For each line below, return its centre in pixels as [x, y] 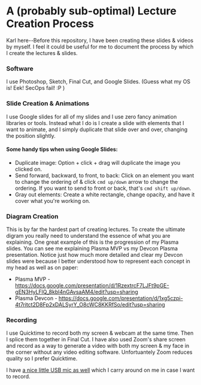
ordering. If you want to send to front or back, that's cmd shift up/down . [103, 188]
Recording [22, 320]
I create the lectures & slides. [42, 53]
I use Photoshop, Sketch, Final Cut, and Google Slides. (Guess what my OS [98, 81]
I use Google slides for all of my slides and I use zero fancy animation [92, 116]
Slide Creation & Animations [48, 104]
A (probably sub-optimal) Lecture [92, 11]
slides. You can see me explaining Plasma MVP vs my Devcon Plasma [92, 248]
